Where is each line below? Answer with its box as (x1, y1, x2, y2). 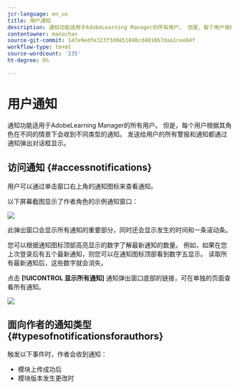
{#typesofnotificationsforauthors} (7, 330, 164, 342)
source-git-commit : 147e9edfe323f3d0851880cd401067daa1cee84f (7, 37, 196, 44)
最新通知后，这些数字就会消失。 (13, 258, 107, 267)
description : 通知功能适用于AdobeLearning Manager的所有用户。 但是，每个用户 (7, 24, 225, 31)
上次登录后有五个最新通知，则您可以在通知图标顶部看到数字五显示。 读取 (7, 249, 221, 258)
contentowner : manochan (7, 30, 78, 38)
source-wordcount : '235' (7, 51, 81, 58)
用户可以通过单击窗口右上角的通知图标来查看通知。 (7, 182, 157, 190)
